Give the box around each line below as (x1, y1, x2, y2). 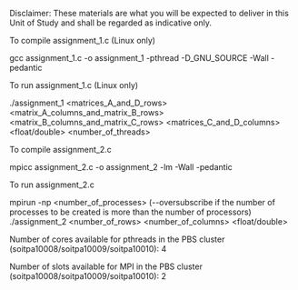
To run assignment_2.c (9, 179, 95, 190)
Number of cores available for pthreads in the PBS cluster (9, 234, 225, 245)
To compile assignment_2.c (9, 145, 112, 155)
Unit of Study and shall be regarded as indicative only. (9, 17, 212, 28)
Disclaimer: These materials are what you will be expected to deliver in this (9, 8, 289, 18)
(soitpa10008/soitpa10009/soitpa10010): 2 (9, 271, 166, 281)
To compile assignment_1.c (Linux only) (9, 35, 156, 45)
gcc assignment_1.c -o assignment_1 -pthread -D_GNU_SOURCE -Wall (9, 53, 270, 63)
